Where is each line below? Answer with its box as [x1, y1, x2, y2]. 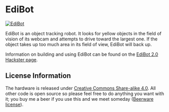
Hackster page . [5, 56, 38, 62]
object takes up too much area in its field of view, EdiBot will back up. [5, 41, 152, 47]
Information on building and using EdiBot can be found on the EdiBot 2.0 [5, 51, 158, 57]
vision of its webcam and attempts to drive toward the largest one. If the [5, 36, 158, 42]
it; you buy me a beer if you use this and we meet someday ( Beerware [5, 96, 154, 102]
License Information [5, 72, 71, 80]
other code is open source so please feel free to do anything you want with [5, 91, 164, 97]
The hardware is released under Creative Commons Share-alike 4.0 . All [5, 85, 156, 91]
